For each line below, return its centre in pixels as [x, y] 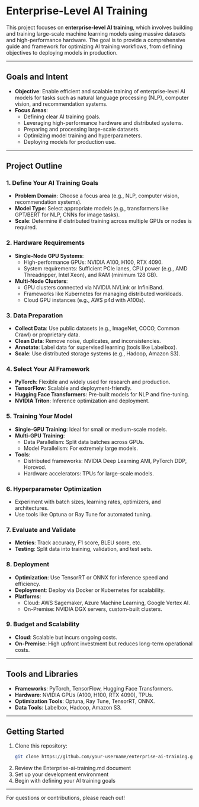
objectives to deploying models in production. [62, 52]
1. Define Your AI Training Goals [52, 183]
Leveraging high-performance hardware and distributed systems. [103, 122]
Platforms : [28, 596]
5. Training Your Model [39, 416]
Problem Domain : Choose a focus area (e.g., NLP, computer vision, [97, 196]
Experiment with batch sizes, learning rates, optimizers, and [88, 502]
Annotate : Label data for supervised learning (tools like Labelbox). [96, 347]
